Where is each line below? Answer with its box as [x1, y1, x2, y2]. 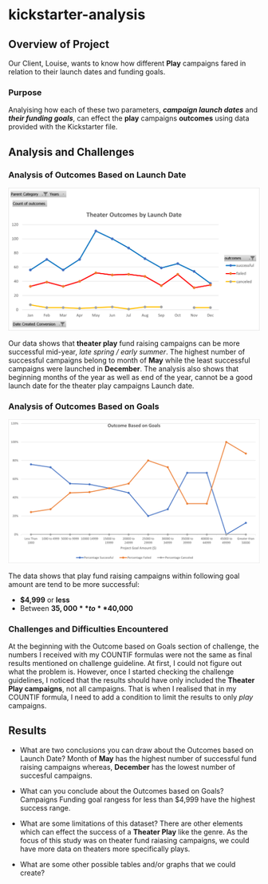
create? [19, 868, 45, 878]
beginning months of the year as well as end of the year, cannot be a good [8, 372, 253, 382]
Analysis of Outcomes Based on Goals [8, 401, 160, 412]
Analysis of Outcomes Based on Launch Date [8, 169, 187, 180]
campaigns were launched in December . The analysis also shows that [8, 363, 239, 373]
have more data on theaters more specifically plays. [19, 844, 191, 854]
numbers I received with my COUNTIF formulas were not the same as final [8, 649, 253, 660]
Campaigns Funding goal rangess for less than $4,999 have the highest [19, 795, 255, 804]
